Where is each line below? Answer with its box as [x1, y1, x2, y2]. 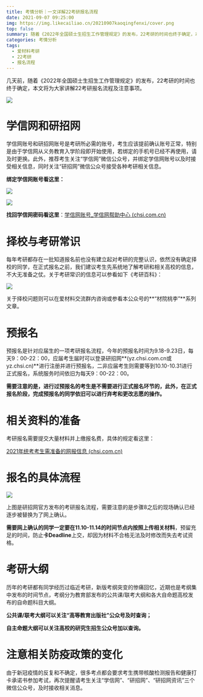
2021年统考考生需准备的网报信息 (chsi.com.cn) [6, 448, 123, 455]
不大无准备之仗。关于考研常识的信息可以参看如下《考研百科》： [6, 271, 163, 278]
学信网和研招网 [6, 119, 81, 133]
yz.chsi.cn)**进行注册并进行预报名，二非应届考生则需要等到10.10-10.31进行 [6, 362, 193, 369]
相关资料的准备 [6, 413, 81, 427]
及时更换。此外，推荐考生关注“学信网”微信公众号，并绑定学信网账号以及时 [6, 155, 192, 163]
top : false [6, 25, 34, 32]
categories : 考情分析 [6, 37, 57, 43]
